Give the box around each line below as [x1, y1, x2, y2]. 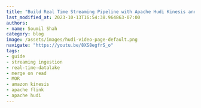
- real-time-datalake [6, 64, 60, 71]
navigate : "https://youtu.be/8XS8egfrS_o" [6, 43, 114, 49]
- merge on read [6, 70, 47, 76]
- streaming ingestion [6, 59, 63, 65]
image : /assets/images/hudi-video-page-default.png [6, 37, 138, 43]
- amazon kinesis [6, 82, 50, 88]
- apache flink [6, 87, 44, 93]
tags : [6, 48, 20, 54]
